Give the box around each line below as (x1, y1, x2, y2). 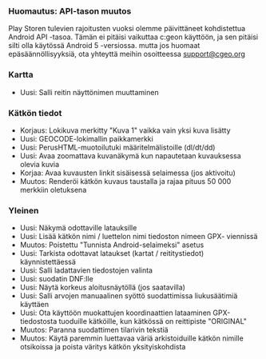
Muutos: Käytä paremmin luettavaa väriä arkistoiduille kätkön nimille (19, 333, 244, 343)
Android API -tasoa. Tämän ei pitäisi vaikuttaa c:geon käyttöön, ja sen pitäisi (8, 32, 258, 42)
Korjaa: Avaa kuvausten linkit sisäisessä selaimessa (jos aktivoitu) (19, 168, 236, 178)
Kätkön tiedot (8, 107, 62, 118)
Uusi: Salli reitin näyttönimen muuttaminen (19, 87, 159, 97)
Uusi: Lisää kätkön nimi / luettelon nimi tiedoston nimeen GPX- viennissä (19, 232, 258, 241)
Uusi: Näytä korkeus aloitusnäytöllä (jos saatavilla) (19, 282, 186, 293)
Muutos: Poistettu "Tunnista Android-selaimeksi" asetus (19, 240, 204, 249)
